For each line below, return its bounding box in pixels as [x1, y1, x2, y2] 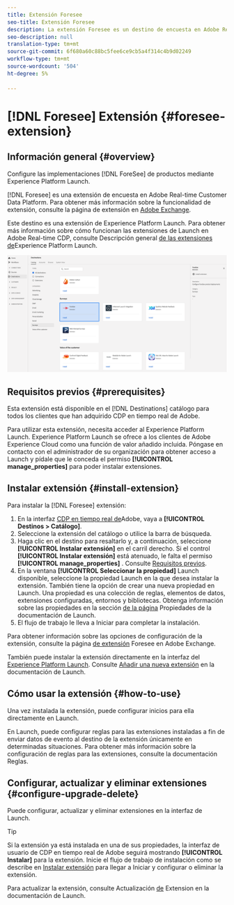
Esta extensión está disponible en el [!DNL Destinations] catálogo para [7, 405, 210, 413]
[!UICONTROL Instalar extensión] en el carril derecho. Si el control [17, 544, 210, 553]
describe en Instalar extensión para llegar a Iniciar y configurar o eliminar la [7, 863, 224, 872]
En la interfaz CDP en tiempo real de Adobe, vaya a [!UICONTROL [17, 514, 205, 523]
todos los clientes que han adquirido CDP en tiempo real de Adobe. [7, 412, 201, 420]
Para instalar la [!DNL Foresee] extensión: [7, 501, 127, 509]
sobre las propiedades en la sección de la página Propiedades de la [17, 604, 212, 612]
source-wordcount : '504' [7, 63, 79, 70]
